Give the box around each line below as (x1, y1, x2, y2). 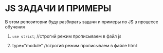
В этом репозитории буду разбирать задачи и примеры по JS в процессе (5, 19, 159, 25)
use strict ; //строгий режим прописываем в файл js (12, 33, 122, 39)
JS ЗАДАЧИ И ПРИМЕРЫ (5, 3, 111, 14)
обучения (5, 24, 25, 29)
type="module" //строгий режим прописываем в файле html (12, 42, 137, 48)
